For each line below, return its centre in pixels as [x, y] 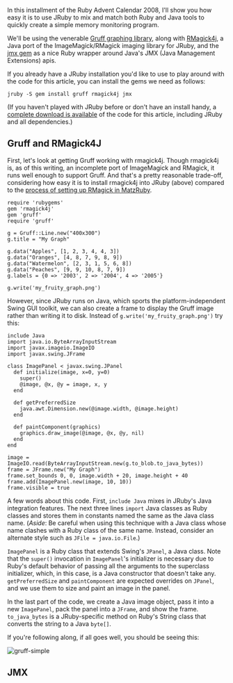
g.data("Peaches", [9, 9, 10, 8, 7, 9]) [67, 270]
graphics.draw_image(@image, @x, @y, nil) [82, 433]
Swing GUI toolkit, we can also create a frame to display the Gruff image [111, 308]
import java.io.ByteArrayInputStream [62, 341]
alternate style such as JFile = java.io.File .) [74, 538]
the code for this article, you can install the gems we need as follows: [106, 81]
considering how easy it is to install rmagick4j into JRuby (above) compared [116, 182]
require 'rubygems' [35, 202]
